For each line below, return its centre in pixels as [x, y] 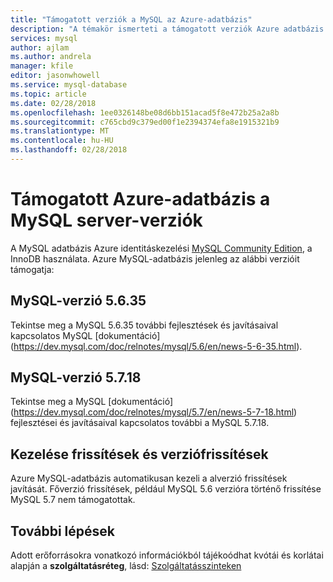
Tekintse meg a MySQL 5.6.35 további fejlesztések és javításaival [144, 325]
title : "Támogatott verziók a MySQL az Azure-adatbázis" [131, 19]
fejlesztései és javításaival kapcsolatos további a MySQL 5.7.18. [140, 423]
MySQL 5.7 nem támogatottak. [73, 500]
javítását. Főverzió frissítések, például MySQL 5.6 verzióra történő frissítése [166, 489]
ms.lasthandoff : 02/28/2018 [69, 150]
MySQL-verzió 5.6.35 [78, 301]
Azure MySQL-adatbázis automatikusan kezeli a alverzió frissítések [149, 478]
